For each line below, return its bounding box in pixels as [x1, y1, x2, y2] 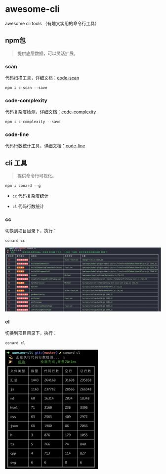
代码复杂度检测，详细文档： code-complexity [5, 109, 96, 115]
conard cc [5, 238, 26, 243]
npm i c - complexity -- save [5, 120, 61, 125]
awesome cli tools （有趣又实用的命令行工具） [5, 20, 100, 26]
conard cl [5, 341, 26, 345]
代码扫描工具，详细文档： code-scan [5, 75, 80, 81]
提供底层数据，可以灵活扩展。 [17, 50, 78, 56]
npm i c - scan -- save [5, 86, 48, 90]
